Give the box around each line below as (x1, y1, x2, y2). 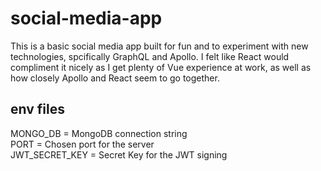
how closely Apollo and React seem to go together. (10, 72, 220, 84)
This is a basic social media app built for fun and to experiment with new (10, 40, 309, 52)
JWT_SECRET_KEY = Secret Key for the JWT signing (10, 148, 228, 161)
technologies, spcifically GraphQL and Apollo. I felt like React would (10, 50, 290, 62)
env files (10, 101, 65, 118)
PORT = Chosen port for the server (10, 138, 155, 150)
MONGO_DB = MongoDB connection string (10, 127, 188, 139)
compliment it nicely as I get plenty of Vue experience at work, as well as (10, 61, 312, 73)
